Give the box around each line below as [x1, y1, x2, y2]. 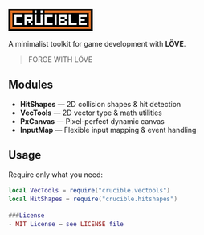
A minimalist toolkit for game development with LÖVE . [8, 39, 186, 48]
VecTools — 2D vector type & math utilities [19, 108, 163, 117]
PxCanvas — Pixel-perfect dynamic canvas [19, 116, 165, 126]
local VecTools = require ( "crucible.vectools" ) [8, 186, 171, 194]
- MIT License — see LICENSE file [8, 221, 124, 229]
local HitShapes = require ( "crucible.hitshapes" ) [8, 195, 178, 203]
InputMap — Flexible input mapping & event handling [19, 125, 197, 134]
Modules [8, 78, 54, 92]
